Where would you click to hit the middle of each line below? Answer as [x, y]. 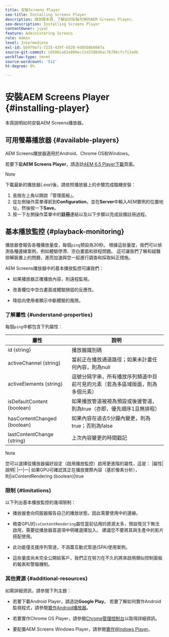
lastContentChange [31, 434]
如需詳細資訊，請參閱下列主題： [38, 591]
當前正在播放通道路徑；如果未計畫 [112, 359]
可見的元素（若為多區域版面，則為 [117, 384]
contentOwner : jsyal [27, 29]
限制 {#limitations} [28, 490]
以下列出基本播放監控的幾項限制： [40, 502]
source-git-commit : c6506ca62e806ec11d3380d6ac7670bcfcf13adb [72, 52]
